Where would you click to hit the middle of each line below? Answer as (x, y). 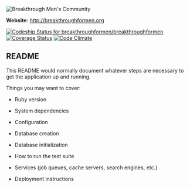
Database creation (37, 133)
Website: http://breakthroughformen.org (55, 20)
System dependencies (42, 111)
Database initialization (41, 145)
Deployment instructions (44, 179)
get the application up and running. (48, 77)
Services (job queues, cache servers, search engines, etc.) (86, 168)
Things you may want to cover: (43, 88)
